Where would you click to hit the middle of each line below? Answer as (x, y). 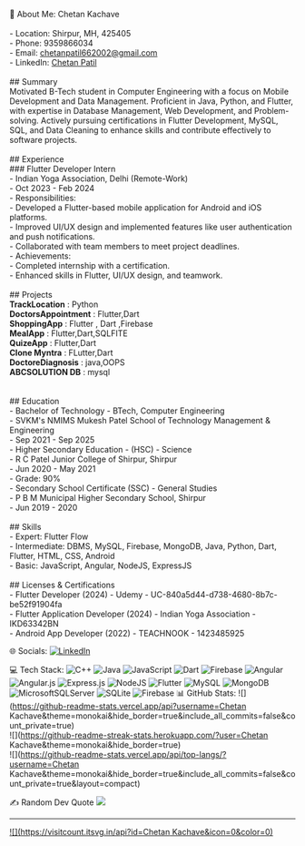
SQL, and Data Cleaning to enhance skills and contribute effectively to (140, 130)
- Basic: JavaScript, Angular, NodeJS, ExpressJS (101, 566)
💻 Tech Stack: (37, 670)
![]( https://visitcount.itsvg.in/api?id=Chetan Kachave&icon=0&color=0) (142, 832)
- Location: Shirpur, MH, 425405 (70, 33)
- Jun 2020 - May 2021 (53, 469)
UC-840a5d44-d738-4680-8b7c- (214, 595)
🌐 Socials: (29, 651)
